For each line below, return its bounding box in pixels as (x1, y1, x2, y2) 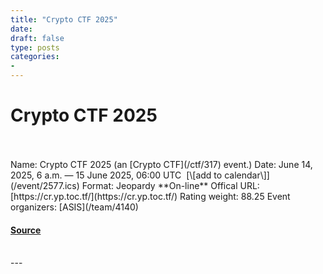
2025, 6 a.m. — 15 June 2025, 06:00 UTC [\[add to (10, 169, 223, 181)
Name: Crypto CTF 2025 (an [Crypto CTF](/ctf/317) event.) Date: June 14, (10, 158, 313, 170)
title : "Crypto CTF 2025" (10, 14, 118, 25)
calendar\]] (224, 169, 270, 181)
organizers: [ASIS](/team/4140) (10, 201, 139, 213)
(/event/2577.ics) (10, 179, 80, 191)
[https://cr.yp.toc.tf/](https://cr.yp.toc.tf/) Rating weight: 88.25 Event (10, 190, 291, 202)
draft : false (10, 33, 65, 43)
